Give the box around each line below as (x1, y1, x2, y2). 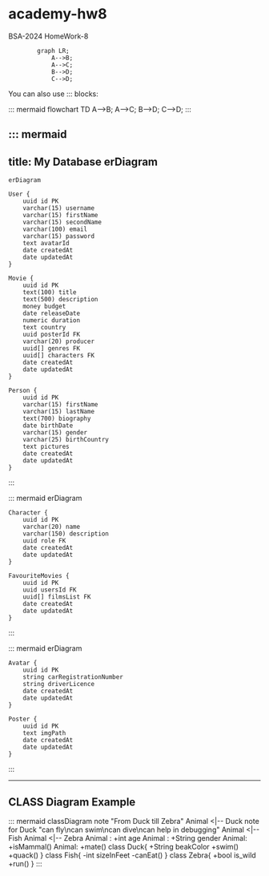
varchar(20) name (22, 523, 81, 531)
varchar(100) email (22, 225, 88, 233)
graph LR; (37, 46, 70, 54)
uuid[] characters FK (22, 352, 94, 360)
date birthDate (22, 422, 74, 430)
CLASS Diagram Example (8, 795, 136, 809)
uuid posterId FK (22, 330, 81, 339)
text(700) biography (22, 414, 91, 423)
